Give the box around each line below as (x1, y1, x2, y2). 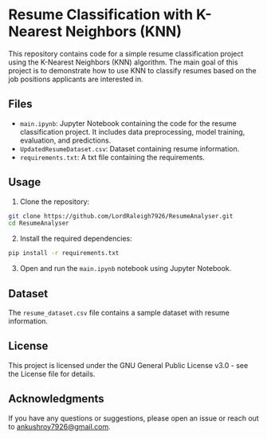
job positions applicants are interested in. (8, 74, 143, 84)
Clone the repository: (19, 197, 90, 206)
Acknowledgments (8, 392, 105, 406)
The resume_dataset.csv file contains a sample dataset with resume (8, 308, 230, 317)
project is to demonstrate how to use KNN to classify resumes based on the (8, 65, 257, 75)
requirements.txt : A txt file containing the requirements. (19, 152, 206, 162)
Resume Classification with (8, 6, 194, 24)
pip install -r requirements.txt (8, 249, 120, 257)
